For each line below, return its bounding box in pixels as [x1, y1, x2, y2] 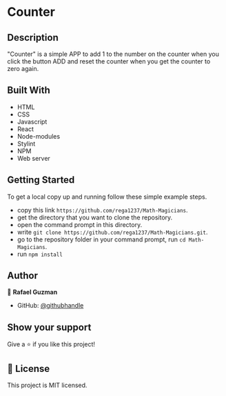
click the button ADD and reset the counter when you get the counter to [7, 57, 211, 66]
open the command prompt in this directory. [17, 220, 143, 228]
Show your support [7, 321, 92, 333]
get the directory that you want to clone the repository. [17, 213, 173, 221]
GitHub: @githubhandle [17, 301, 84, 310]
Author [7, 270, 38, 281]
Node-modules [17, 132, 61, 140]
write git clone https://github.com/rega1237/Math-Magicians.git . [17, 228, 208, 236]
